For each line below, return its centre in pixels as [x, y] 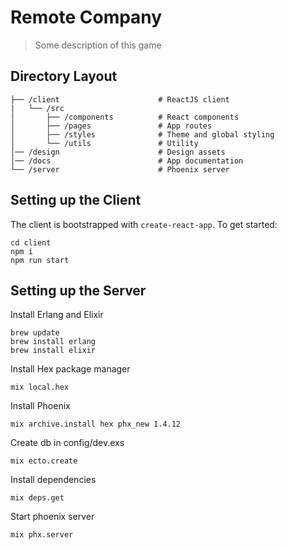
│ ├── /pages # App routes [111, 126]
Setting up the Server [78, 290]
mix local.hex [40, 387]
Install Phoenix [40, 406]
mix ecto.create [44, 461]
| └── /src [37, 108]
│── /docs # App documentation [127, 161]
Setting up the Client [76, 200]
